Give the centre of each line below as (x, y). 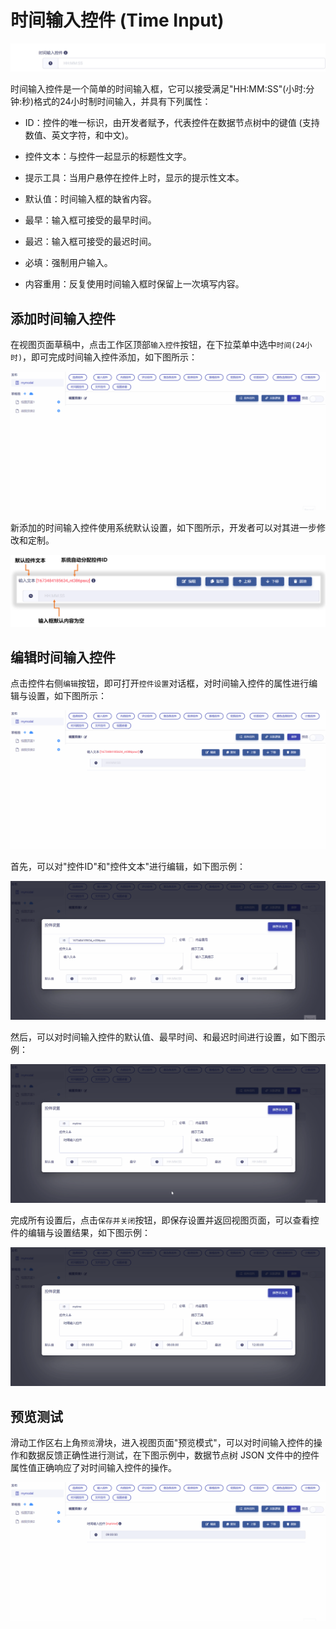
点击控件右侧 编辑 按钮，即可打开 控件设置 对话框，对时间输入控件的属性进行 (160, 683)
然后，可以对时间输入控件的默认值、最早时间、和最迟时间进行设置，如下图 (163, 1037)
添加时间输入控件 (63, 318)
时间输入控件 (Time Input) (117, 20)
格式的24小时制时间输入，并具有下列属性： (122, 102)
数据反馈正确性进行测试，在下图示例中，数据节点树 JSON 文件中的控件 (173, 1455)
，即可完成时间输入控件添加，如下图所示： (110, 357)
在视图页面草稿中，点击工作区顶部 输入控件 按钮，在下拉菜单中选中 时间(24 (157, 345)
